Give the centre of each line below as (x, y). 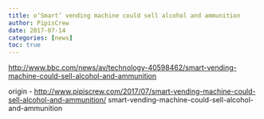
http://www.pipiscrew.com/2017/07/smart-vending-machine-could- (145, 91)
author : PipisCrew (39, 23)
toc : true (25, 45)
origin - (20, 91)
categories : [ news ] (41, 38)
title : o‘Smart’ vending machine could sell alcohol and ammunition (124, 15)
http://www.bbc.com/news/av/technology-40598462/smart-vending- (122, 67)
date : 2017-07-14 (37, 30)
